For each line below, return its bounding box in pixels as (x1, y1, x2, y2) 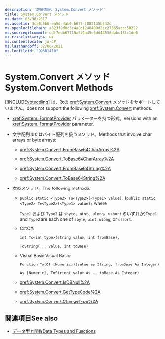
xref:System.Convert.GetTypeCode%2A (19, 289, 101, 295)
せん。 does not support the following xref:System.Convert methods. (13, 105, 152, 111)
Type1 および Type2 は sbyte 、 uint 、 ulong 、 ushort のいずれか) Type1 (19, 211, 157, 217)
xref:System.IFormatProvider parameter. (12, 121, 94, 127)
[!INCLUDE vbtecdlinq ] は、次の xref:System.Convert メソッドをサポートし (5, 99, 156, 105)
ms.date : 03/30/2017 (5, 16, 48, 21)
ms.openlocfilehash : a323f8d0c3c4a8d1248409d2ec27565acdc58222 (5, 26, 138, 31)
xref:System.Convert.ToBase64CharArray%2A (19, 156, 114, 162)
